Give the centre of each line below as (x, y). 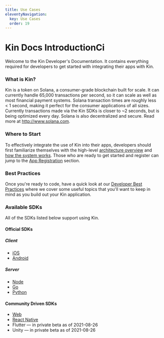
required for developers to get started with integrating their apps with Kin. (80, 66)
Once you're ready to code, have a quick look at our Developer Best (74, 184)
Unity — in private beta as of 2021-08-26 (54, 330)
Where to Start (23, 134)
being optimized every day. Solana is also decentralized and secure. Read (80, 116)
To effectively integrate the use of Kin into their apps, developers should (78, 145)
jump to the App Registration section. (42, 160)
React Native (25, 320)
